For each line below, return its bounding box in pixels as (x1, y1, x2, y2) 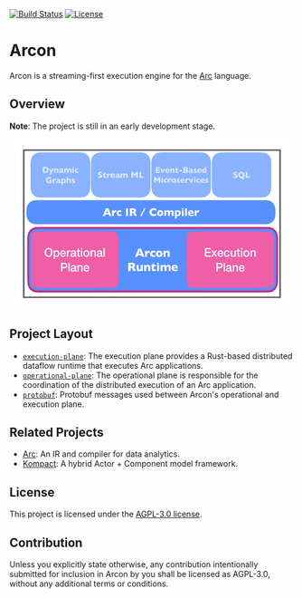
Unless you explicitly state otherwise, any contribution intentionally (9, 559, 259, 570)
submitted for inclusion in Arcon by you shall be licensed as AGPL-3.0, (9, 569, 271, 579)
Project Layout (9, 326, 93, 342)
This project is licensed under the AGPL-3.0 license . (9, 508, 203, 520)
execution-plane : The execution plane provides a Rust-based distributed (22, 350, 293, 362)
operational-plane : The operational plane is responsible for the (22, 370, 259, 381)
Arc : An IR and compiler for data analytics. (22, 448, 181, 459)
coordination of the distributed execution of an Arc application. (22, 379, 257, 390)
